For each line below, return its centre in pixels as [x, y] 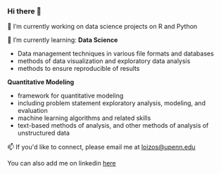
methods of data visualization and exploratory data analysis [104, 61]
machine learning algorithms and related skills [84, 118]
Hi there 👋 [25, 11]
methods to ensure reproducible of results [78, 69]
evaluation [32, 111]
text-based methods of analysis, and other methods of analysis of [113, 126]
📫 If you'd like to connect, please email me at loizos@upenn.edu [101, 147]
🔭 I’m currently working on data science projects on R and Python [102, 27]
